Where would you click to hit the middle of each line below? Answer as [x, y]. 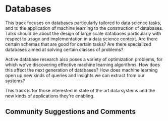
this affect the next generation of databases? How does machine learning [81, 70]
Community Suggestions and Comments [71, 112]
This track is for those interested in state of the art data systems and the [80, 90]
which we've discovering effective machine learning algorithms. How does [83, 65]
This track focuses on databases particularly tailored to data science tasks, [83, 23]
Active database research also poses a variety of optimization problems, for [84, 59]
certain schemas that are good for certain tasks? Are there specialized [78, 44]
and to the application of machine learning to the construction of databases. [84, 28]
